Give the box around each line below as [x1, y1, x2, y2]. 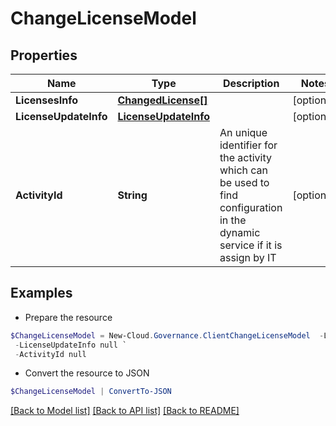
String [117, 188, 148, 202]
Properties [10, 47, 78, 64]
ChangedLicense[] [117, 93, 208, 107]
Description [222, 77, 280, 90]
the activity [219, 151, 272, 164]
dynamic [219, 226, 261, 239]
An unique [219, 126, 268, 139]
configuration [219, 201, 283, 214]
